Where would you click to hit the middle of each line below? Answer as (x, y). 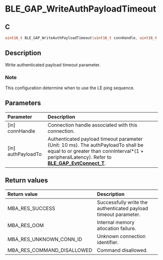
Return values (27, 180)
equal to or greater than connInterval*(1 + (96, 151)
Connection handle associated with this (92, 125)
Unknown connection (121, 236)
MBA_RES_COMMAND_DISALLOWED (50, 250)
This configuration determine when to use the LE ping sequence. (70, 88)
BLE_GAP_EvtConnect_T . (77, 163)
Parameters (23, 103)
